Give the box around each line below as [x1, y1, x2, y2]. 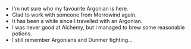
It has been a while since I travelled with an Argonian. [11, 18, 143, 24]
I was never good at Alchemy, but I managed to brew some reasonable [11, 24, 185, 31]
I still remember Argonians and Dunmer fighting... [11, 37, 133, 43]
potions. [11, 30, 32, 37]
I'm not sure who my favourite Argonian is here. [11, 5, 129, 12]
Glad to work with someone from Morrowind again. [11, 11, 137, 18]
